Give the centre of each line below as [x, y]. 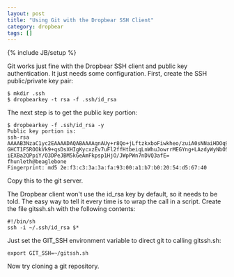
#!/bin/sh [22, 222]
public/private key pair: [40, 81]
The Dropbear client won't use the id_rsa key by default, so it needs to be [112, 194]
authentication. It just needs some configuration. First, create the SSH [107, 74]
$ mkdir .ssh [26, 94]
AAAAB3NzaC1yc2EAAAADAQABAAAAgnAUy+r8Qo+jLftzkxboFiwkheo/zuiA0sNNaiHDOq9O [119, 144]
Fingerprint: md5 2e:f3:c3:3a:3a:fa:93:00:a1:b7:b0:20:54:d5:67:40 [107, 168]
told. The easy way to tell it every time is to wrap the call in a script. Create [114, 201]
